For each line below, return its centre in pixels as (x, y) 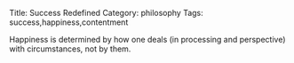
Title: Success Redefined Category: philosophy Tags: (107, 13)
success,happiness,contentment (69, 22)
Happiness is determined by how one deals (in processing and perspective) (147, 39)
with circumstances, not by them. (70, 49)
